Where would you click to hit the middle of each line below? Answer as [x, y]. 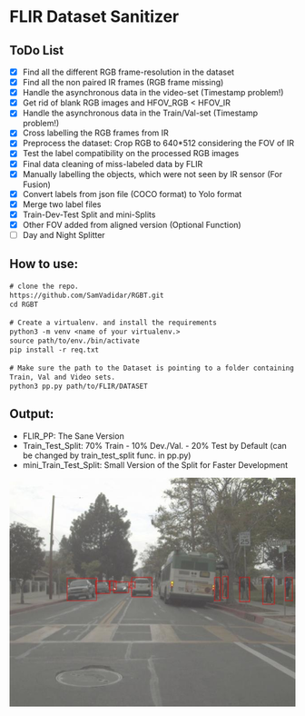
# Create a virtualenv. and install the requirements [113, 323]
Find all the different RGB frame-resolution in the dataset [128, 72]
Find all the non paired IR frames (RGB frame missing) [123, 83]
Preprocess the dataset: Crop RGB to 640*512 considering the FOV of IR [158, 144]
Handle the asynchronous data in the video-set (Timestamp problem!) [153, 93]
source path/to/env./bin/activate [75, 341]
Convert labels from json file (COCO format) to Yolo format [132, 194]
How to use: [44, 264]
